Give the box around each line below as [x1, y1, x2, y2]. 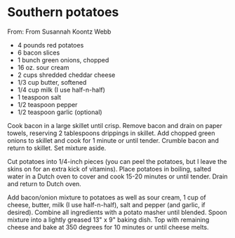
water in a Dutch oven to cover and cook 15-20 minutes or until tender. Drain [7, 172, 228, 181]
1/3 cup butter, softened [17, 78, 87, 86]
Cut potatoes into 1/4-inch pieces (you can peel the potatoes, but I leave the [7, 157, 227, 165]
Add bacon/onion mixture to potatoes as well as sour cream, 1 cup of [7, 193, 206, 202]
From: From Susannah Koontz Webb [7, 27, 112, 36]
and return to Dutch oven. [7, 179, 82, 188]
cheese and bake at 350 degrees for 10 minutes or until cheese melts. [7, 223, 209, 231]
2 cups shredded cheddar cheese [17, 71, 116, 79]
